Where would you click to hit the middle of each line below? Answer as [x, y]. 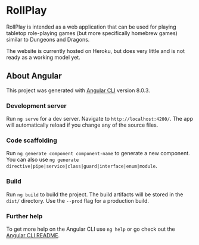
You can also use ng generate [43, 160]
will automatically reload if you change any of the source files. [82, 125]
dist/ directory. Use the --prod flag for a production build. [77, 200]
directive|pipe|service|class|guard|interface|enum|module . [82, 166]
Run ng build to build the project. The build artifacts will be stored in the [95, 194]
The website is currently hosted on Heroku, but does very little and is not [96, 51]
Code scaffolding [32, 140]
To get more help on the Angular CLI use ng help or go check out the [91, 229]
